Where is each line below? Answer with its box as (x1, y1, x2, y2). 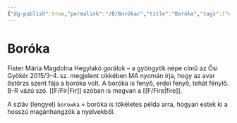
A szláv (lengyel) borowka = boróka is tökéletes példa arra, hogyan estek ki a (7, 100, 228, 108)
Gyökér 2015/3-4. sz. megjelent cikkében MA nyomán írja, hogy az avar (7, 71, 215, 79)
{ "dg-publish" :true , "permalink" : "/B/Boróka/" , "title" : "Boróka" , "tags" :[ (7, 10, 226, 18)
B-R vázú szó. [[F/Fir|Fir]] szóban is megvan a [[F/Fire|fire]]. (7, 86, 183, 95)
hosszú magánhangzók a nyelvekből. (7, 107, 115, 116)
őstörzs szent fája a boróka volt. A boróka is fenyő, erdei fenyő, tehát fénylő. (7, 79, 229, 87)
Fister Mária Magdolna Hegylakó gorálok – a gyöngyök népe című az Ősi (7, 64, 218, 72)
